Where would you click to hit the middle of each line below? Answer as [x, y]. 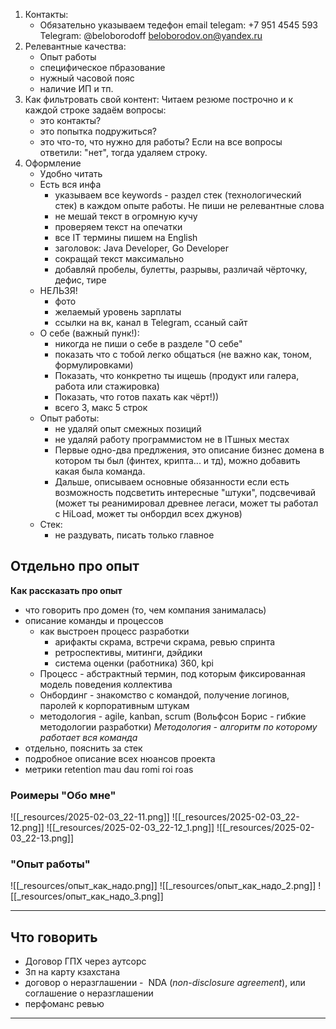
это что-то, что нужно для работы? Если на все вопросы [161, 142]
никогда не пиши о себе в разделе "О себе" [148, 343]
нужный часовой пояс [87, 78]
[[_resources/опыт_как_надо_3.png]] [87, 896]
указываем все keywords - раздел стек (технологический [178, 195]
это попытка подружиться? [98, 131]
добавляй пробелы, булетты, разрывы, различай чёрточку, [181, 269]
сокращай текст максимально [119, 258]
